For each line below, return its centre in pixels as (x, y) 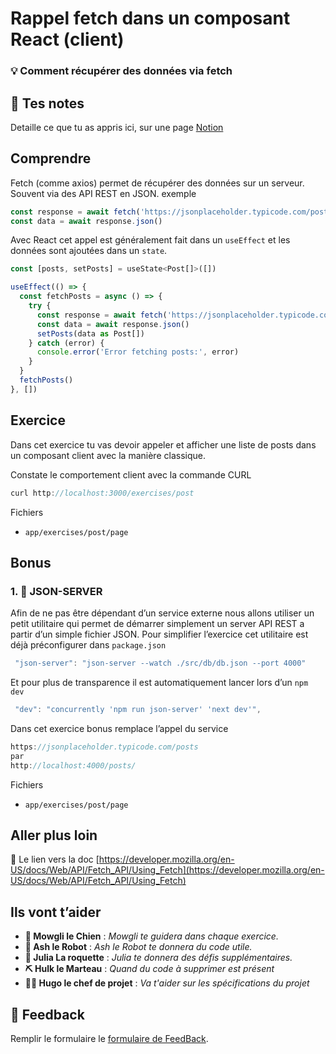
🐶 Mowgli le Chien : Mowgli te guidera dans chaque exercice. (151, 936)
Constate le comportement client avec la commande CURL (131, 474)
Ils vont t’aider (56, 912)
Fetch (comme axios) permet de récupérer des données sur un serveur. (157, 183)
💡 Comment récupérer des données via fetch (121, 71)
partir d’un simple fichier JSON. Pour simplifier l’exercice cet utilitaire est (159, 634)
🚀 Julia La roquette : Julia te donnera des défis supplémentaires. (158, 958)
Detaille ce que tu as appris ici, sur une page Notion (117, 127)
